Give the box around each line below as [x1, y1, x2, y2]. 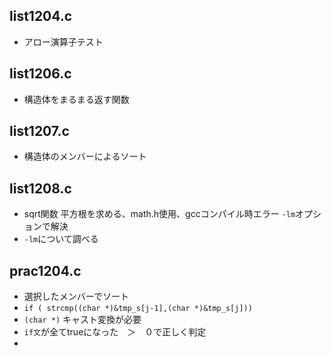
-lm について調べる [23, 233, 99, 245]
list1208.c [9, 180, 72, 197]
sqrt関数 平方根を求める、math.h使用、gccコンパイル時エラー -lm [23, 208, 296, 220]
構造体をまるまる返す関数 [23, 93, 130, 105]
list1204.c [9, 8, 73, 25]
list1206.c [9, 65, 72, 83]
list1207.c [9, 123, 70, 140]
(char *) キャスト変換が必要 [23, 314, 142, 326]
